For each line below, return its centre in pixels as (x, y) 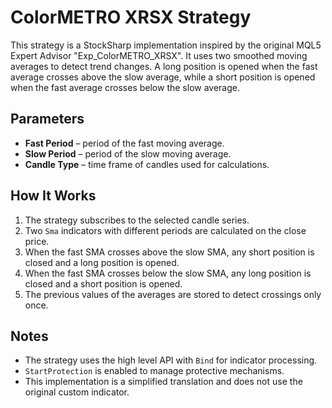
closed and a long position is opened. (102, 262)
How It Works (53, 196)
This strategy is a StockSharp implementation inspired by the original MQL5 (166, 45)
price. (37, 241)
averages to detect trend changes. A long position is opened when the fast (164, 66)
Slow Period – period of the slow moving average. (128, 153)
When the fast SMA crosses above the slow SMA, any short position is (169, 252)
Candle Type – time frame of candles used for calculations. (147, 164)
